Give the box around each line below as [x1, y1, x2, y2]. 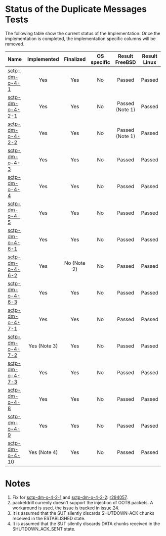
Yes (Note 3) [28, 342, 58, 349]
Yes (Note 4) [28, 449, 58, 456]
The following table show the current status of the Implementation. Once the [5, 30, 161, 36]
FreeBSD [115, 58, 136, 65]
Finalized [64, 55, 86, 62]
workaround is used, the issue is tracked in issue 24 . [12, 505, 120, 511]
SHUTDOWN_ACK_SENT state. [12, 526, 76, 532]
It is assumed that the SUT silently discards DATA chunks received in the [12, 521, 161, 527]
